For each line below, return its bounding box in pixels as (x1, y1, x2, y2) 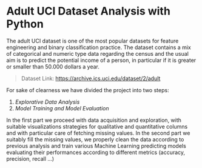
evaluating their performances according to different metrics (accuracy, (6, 149, 186, 156)
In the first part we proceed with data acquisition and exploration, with (6, 116, 182, 124)
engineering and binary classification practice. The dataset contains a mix (6, 44, 191, 51)
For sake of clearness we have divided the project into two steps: (6, 86, 169, 93)
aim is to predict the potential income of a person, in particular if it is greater (6, 56, 197, 64)
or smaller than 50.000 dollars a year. (6, 62, 100, 70)
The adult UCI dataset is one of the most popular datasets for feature (6, 37, 179, 44)
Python (6, 17, 44, 31)
